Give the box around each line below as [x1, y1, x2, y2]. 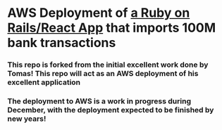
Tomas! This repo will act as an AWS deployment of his [7, 69, 199, 79]
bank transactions [7, 35, 116, 51]
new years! [7, 114, 47, 124]
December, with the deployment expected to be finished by [7, 105, 214, 115]
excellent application [7, 77, 81, 87]
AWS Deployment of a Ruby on [7, 5, 190, 21]
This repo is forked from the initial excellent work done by [7, 60, 209, 70]
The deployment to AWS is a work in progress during [7, 96, 192, 106]
